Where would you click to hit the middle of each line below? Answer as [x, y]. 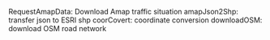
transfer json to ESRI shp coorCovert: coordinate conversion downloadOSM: [135, 20]
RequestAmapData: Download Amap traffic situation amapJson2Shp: [124, 12]
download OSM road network [58, 28]
